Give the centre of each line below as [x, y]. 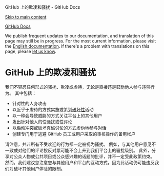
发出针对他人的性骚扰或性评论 [42, 121]
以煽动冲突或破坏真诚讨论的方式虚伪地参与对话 [59, 128]
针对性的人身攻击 [29, 103]
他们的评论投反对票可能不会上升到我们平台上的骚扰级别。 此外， [87, 150]
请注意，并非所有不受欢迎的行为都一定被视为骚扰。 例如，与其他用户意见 [78, 144]
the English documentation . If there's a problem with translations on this [77, 46]
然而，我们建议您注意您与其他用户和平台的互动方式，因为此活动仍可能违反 [80, 162]
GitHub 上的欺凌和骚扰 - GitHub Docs [43, 7]
